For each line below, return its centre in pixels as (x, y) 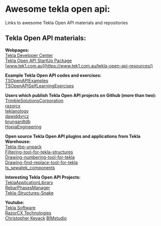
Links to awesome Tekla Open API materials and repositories (66, 23)
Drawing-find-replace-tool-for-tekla (41, 162)
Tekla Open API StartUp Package (39, 61)
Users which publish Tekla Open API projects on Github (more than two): (81, 95)
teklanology (17, 111)
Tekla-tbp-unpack (23, 147)
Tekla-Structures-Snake (30, 193)
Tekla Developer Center (29, 55)
